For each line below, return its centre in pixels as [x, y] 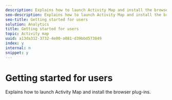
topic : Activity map [27, 34]
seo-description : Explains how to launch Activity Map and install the [83, 15]
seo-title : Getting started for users [47, 19]
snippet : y [17, 53]
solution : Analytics [27, 24]
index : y [15, 43]
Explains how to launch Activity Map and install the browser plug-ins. [78, 92]
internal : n [18, 48]
